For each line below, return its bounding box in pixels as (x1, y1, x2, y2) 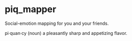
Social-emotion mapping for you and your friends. (5, 20, 109, 26)
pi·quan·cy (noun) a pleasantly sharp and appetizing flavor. (5, 30, 127, 36)
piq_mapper (5, 4, 57, 15)
